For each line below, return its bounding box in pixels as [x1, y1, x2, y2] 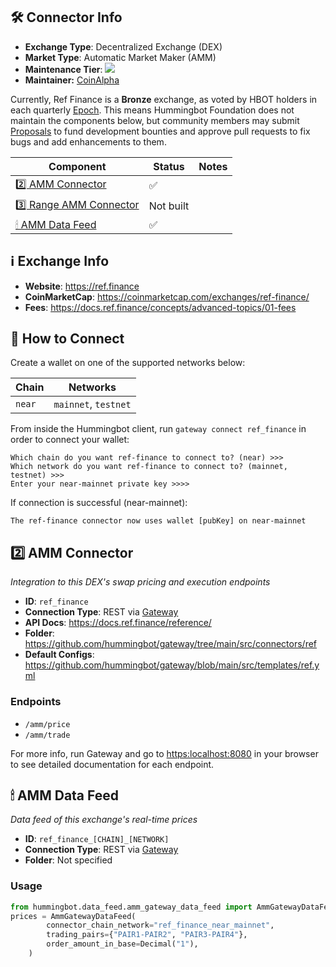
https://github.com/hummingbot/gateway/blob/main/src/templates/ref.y [24, 659, 320, 671]
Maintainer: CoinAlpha [24, 74, 120, 86]
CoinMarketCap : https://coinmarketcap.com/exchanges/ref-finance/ [24, 290, 310, 303]
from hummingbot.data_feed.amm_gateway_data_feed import [10, 902, 253, 912]
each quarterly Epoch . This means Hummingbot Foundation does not [10, 104, 295, 116]
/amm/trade [24, 730, 71, 740]
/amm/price [24, 719, 71, 729]
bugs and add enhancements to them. [10, 135, 167, 148]
